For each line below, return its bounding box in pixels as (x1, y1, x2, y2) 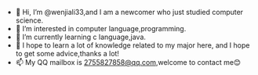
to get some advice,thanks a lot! (15, 49, 120, 58)
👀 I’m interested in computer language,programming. (15, 24, 187, 33)
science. (15, 16, 44, 25)
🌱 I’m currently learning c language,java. (15, 32, 147, 41)
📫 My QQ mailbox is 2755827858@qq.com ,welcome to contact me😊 (15, 58, 242, 66)
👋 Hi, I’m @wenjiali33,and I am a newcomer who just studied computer (15, 8, 244, 16)
